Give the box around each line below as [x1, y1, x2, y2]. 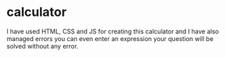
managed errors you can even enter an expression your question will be [6, 34, 214, 42]
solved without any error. [6, 42, 78, 50]
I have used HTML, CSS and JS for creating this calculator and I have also [6, 27, 220, 35]
